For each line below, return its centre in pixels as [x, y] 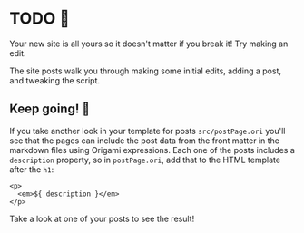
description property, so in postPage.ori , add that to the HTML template [145, 160]
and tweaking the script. [54, 80]
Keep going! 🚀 [50, 109]
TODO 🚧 [40, 19]
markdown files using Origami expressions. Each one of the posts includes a [152, 150]
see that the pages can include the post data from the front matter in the [144, 141]
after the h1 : [32, 169]
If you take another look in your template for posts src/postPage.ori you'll [147, 131]
